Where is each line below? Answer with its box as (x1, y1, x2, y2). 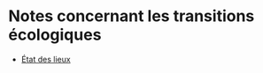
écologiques (8, 25, 102, 45)
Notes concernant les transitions (8, 6, 255, 26)
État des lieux (20, 54, 72, 64)
